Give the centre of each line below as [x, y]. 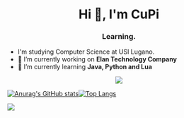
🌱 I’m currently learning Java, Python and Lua [85, 67]
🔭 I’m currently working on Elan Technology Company [97, 59]
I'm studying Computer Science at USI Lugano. [86, 52]
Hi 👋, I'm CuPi [119, 14]
